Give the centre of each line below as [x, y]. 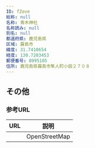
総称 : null [18, 17]
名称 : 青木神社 [22, 22]
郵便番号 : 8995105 [27, 60]
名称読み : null [23, 28]
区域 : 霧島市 [20, 45]
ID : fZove [18, 11]
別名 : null [18, 33]
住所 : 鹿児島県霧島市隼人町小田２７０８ [48, 66]
